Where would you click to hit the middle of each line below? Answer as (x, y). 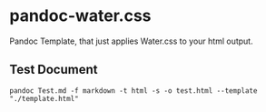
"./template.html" (44, 98)
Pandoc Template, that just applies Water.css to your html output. (131, 41)
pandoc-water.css (80, 16)
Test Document (54, 70)
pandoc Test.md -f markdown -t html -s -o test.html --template (133, 91)
